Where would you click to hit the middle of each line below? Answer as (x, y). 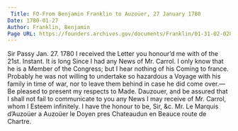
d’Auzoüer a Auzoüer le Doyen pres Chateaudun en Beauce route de (107, 114)
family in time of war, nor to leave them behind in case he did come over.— (116, 84)
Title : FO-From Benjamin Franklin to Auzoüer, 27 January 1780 (106, 14)
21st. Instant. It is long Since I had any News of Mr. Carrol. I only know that (116, 62)
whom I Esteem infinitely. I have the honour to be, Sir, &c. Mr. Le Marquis (113, 106)
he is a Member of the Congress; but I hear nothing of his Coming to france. (118, 69)
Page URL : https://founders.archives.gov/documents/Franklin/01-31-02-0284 (121, 34)
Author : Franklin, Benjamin (49, 27)
